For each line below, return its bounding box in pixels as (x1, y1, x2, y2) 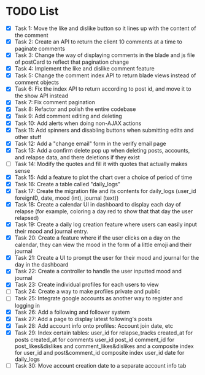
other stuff (14, 133, 42, 140)
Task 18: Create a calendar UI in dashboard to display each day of (14, 201, 182, 208)
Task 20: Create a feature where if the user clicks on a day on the (14, 234, 180, 241)
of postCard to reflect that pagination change (14, 58, 130, 66)
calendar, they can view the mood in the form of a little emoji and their (14, 241, 192, 249)
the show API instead (14, 92, 69, 99)
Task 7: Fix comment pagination (14, 99, 96, 106)
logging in (14, 301, 41, 309)
